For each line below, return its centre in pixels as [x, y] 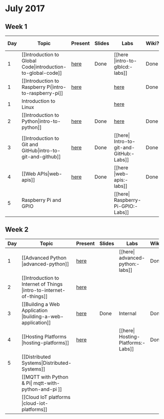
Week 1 [16, 27]
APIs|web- [50, 174]
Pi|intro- [57, 87]
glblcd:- [123, 67]
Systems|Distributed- [47, 363]
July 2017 [25, 9]
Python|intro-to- [41, 121]
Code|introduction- [44, 67]
